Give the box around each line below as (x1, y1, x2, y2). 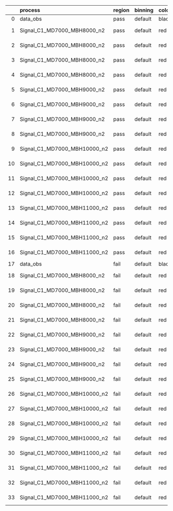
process (20, 7, 40, 13)
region (113, 7, 130, 13)
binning (134, 7, 153, 13)
